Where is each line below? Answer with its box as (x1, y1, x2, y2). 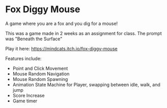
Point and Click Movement (12, 65, 68, 71)
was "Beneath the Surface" (5, 36, 63, 42)
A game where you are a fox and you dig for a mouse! (5, 20, 118, 26)
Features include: (5, 55, 42, 62)
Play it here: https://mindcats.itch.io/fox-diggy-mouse (5, 45, 118, 51)
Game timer (12, 98, 38, 104)
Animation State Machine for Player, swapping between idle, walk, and (12, 82, 160, 88)
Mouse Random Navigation (12, 70, 70, 77)
